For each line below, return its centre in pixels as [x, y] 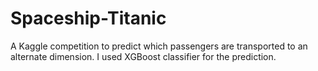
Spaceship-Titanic [88, 18]
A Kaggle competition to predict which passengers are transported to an [159, 46]
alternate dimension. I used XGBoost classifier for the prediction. [143, 56]
